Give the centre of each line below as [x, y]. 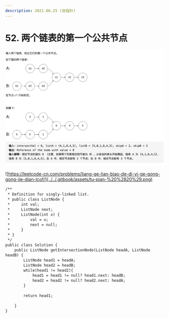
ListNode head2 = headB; [50, 266]
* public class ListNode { [36, 200]
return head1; [38, 296]
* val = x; [28, 220]
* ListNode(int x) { [33, 215]
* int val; [23, 205]
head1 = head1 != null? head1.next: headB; [79, 276]
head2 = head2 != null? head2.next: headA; [79, 281]
